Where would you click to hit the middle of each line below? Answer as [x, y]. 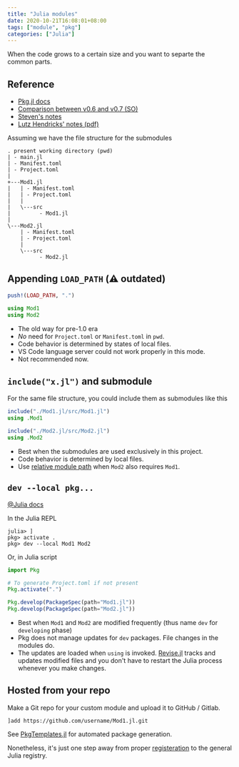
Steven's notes [40, 117]
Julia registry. [27, 755]
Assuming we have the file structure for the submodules [90, 138]
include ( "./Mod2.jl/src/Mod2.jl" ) [59, 431]
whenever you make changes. [62, 668]
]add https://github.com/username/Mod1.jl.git [78, 721]
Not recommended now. [53, 359]
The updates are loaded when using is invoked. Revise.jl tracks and [117, 653]
